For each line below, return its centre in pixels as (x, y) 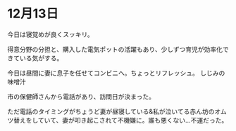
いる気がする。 (41, 58)
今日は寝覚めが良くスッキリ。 (50, 34)
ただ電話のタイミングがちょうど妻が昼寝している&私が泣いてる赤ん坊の (111, 111)
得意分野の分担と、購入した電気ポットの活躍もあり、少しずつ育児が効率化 (115, 49)
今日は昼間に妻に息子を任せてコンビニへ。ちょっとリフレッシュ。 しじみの (116, 73)
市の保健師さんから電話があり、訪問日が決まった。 (81, 96)
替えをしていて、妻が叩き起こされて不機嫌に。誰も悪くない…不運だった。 (120, 120)
